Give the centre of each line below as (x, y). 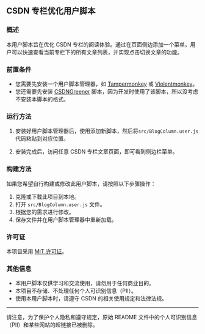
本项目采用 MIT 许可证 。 (37, 251)
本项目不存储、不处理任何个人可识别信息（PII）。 (76, 291)
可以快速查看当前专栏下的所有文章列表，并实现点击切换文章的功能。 (97, 52)
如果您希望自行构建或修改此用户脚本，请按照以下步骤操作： (81, 184)
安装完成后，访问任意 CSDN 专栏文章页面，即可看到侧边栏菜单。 (96, 152)
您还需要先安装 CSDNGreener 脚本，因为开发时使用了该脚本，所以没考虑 (107, 91)
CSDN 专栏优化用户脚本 (51, 11)
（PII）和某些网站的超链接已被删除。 (52, 325)
